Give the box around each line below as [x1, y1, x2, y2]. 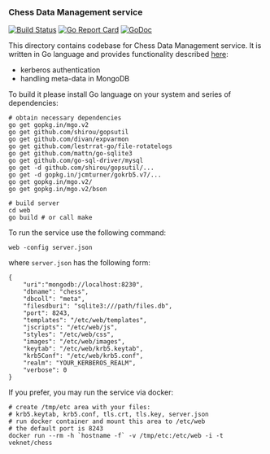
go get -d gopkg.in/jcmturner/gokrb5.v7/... [8, 171, 162, 179]
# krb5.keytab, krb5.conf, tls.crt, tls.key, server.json [8, 410, 209, 419]
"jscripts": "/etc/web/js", [23, 324, 118, 332]
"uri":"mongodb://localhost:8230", [23, 281, 144, 289]
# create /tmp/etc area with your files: [8, 404, 151, 412]
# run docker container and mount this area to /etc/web [8, 417, 206, 426]
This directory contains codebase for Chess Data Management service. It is [8, 41, 262, 50]
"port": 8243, [23, 309, 71, 317]
